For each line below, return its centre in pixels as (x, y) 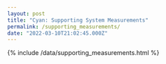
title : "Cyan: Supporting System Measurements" (78, 20)
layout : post (26, 14)
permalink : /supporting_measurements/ (64, 26)
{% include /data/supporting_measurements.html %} (83, 53)
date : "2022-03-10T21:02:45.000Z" (58, 33)
